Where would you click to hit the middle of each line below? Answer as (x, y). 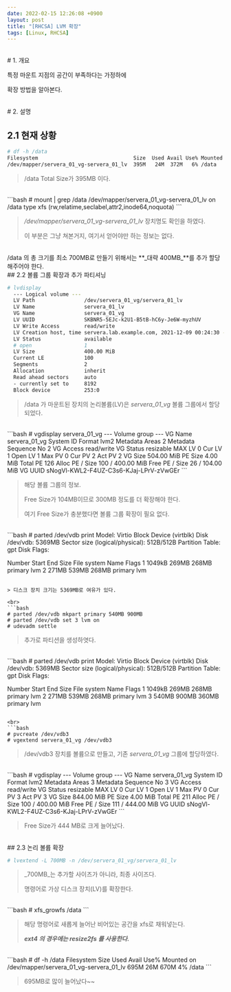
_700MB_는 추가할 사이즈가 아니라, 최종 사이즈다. (90, 874)
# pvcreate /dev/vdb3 (38, 734)
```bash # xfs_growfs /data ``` (48, 910)
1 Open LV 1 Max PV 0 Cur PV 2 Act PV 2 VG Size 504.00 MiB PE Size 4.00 (112, 455)
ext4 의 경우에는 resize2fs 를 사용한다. (77, 939)
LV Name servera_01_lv (69, 307)
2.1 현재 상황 (32, 135)
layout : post (26, 20)
